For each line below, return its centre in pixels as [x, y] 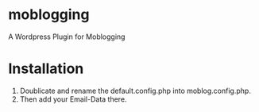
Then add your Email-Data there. [73, 99]
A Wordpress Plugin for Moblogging [67, 37]
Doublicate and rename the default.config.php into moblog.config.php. [135, 91]
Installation [46, 69]
